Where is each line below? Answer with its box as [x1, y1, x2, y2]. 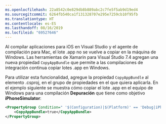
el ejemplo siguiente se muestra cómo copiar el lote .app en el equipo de [5, 85, 153, 90]
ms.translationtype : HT [5, 16, 54, 21]
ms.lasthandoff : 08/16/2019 [5, 26, 63, 31]
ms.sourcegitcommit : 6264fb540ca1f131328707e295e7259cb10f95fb [5, 12, 138, 17]
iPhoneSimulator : [5, 95, 41, 101]
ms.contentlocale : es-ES [5, 21, 56, 26]
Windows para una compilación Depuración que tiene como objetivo [5, 90, 145, 96]
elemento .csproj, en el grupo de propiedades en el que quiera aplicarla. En [5, 80, 159, 85]
